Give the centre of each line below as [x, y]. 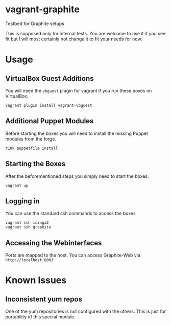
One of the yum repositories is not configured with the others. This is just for [86, 311]
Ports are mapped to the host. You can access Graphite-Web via [73, 255]
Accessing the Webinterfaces [54, 243]
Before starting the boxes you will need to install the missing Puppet [77, 133]
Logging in [22, 201]
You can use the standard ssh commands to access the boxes [71, 214]
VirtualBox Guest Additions [50, 78]
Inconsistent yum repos [44, 299]
